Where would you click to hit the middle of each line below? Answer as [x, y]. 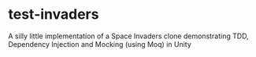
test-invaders [54, 14]
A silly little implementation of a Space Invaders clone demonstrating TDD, [129, 36]
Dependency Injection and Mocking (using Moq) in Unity [100, 44]
